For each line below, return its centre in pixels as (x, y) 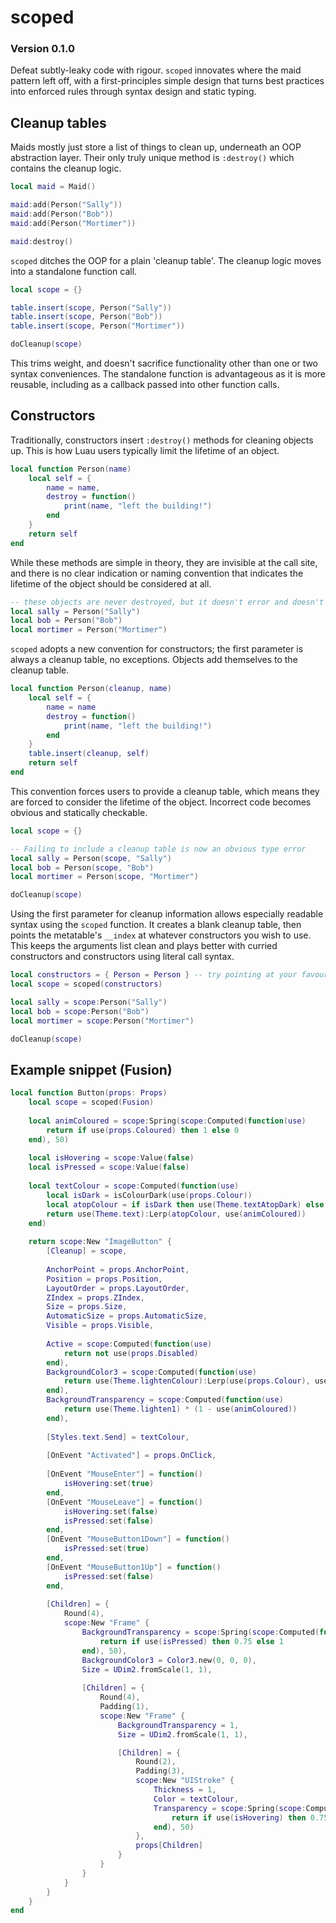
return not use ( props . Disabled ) (131, 1353)
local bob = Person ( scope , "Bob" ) (82, 867)
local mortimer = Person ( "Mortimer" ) (89, 630)
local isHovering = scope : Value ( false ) (111, 1158)
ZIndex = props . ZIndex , (95, 1297)
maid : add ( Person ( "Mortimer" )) (73, 223)
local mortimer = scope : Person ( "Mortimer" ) (102, 1021)
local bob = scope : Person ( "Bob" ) (80, 1011)
